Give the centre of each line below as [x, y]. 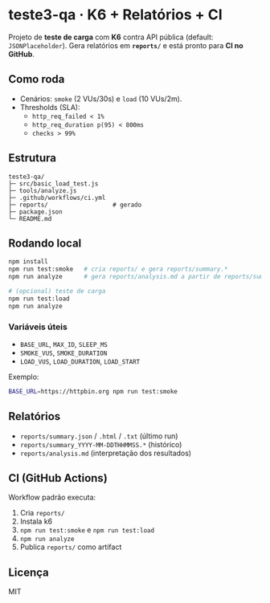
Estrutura [33, 158]
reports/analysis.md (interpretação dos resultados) [105, 453]
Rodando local [45, 243]
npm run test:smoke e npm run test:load [87, 530]
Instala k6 [36, 522]
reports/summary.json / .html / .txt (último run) [99, 436]
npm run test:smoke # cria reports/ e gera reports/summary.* [118, 269]
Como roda [37, 79]
